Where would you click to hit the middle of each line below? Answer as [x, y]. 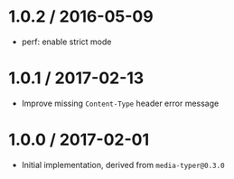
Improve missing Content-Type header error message [120, 103]
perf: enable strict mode [66, 42]
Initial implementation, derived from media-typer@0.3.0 [123, 165]
